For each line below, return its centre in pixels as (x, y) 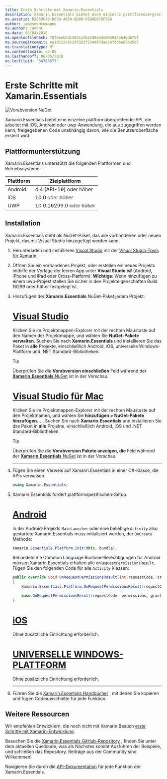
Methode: (22, 539)
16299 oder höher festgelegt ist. (45, 286)
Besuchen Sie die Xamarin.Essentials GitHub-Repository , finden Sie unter (81, 741)
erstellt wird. (18, 136)
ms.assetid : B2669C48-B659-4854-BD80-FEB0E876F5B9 (59, 19)
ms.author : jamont (24, 28)
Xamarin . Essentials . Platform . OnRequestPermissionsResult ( (83, 587)
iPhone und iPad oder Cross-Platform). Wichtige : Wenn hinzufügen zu (85, 276)
